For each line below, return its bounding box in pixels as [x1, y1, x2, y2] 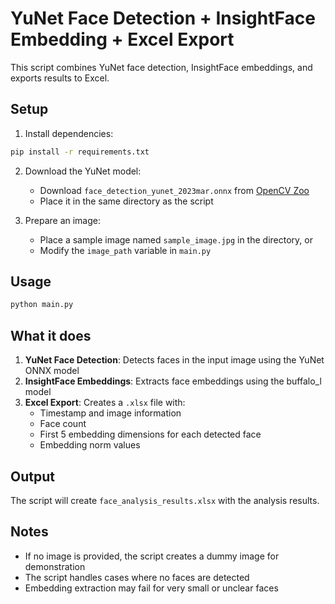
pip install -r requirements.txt [10, 147, 150, 157]
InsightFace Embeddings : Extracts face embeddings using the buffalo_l [24, 375, 322, 387]
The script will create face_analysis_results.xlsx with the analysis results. [10, 494, 320, 506]
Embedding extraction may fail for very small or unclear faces [24, 582, 279, 594]
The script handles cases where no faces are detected [24, 571, 250, 583]
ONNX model [24, 365, 80, 377]
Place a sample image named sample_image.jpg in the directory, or [39, 233, 313, 246]
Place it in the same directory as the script [39, 195, 214, 207]
